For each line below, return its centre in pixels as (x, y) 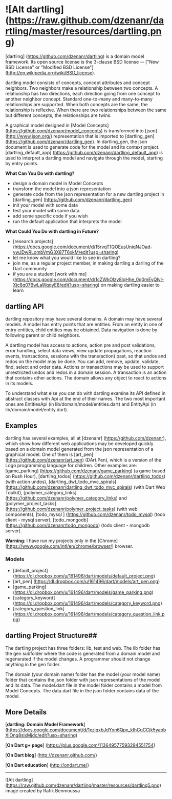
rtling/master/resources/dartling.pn (84, 31)
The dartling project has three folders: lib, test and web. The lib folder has (83, 648)
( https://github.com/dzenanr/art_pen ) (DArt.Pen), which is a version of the (83, 460)
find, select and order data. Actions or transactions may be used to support (85, 367)
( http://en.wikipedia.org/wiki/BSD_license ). (50, 72)
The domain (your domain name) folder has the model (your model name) (83, 674)
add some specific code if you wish (50, 216)
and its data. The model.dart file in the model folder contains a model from (84, 685)
